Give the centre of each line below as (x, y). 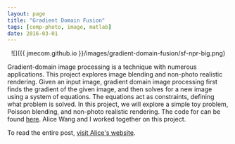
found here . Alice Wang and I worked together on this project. (97, 119)
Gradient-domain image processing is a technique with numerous (102, 67)
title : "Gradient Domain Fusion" (56, 20)
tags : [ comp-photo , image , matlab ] (59, 27)
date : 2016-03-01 (33, 33)
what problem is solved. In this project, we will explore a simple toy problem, (118, 104)
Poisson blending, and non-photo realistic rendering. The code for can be (114, 112)
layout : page (26, 14)
